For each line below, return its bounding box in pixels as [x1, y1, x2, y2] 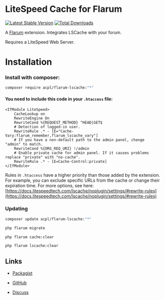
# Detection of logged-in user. [14, 124, 81, 129]
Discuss [12, 290, 29, 296]
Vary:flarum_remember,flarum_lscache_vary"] [5, 133, 98, 138]
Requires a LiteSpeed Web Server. [5, 39, 75, 45]
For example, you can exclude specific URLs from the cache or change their [5, 177, 160, 183]
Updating [5, 205, 28, 212]
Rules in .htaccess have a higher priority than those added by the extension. [5, 172, 161, 178]
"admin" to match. [5, 142, 43, 147]
